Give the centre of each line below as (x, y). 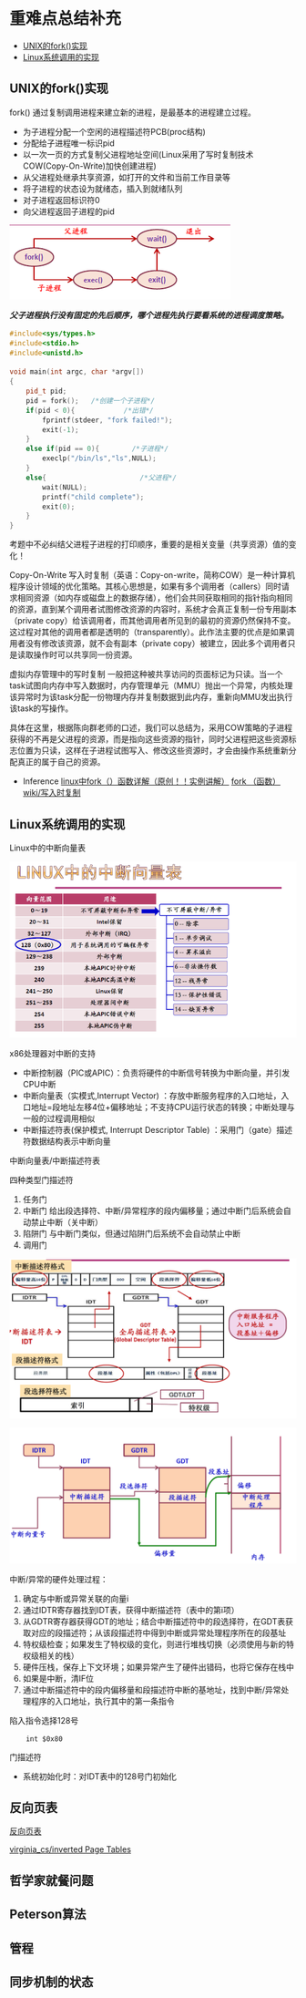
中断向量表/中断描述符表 (55, 1160)
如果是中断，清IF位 (58, 1678)
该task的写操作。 (41, 708)
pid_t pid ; (46, 391)
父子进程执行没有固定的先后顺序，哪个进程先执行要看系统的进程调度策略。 (149, 314)
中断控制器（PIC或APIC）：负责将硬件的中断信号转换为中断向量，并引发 (156, 1073)
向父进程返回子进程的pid (69, 211)
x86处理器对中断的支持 (52, 1053)
